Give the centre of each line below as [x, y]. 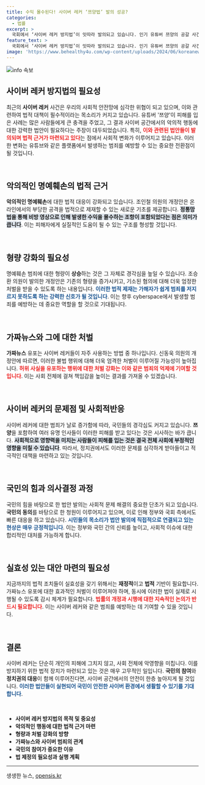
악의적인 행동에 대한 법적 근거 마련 [55, 726]
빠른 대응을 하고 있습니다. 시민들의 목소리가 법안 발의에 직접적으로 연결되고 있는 [100, 519]
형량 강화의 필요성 [38, 258]
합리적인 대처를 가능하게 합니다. [44, 535]
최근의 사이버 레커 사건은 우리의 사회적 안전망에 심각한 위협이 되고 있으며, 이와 [99, 107]
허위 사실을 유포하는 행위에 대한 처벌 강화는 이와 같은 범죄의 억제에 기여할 [105, 368]
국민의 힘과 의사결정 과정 [50, 489]
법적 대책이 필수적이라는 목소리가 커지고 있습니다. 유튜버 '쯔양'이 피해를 [107, 114]
